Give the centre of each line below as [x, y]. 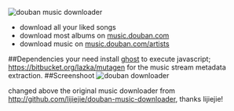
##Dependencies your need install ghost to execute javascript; [110, 59]
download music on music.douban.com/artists [95, 44]
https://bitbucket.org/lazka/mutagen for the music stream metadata [117, 67]
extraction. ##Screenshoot [51, 75]
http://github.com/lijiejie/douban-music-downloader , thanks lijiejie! [116, 99]
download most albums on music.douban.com [94, 36]
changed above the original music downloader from [91, 91]
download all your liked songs [68, 27]
